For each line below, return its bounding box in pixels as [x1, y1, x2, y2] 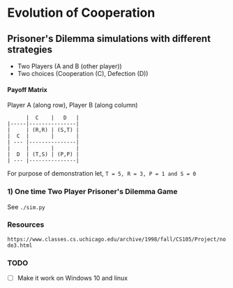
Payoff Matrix [7, 85, 47, 93]
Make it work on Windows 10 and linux [17, 274, 128, 282]
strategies [7, 43, 53, 55]
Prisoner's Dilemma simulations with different [7, 33, 211, 45]
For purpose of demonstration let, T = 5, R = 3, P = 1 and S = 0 [7, 169, 197, 178]
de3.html [7, 242, 33, 249]
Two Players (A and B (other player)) [17, 62, 122, 70]
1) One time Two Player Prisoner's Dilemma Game [7, 187, 178, 197]
